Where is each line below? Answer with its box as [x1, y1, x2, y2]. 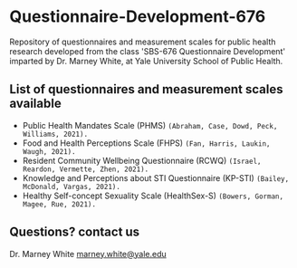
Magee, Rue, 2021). [22, 199, 97, 209]
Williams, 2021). [22, 129, 89, 139]
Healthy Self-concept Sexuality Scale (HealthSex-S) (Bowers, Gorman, [22, 190, 283, 201]
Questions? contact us [9, 225, 140, 240]
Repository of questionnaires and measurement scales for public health [9, 36, 276, 47]
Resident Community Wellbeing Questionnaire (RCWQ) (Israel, [22, 155, 262, 166]
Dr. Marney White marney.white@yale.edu [9, 248, 168, 259]
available [9, 96, 62, 111]
